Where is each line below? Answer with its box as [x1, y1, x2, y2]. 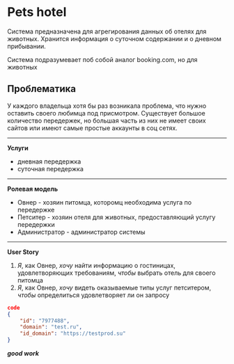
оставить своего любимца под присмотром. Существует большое [7, 109, 205, 117]
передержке [17, 205, 55, 214]
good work [7, 349, 40, 357]
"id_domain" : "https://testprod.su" [19, 330, 127, 338]
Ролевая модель [7, 184, 58, 193]
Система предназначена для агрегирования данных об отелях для [7, 27, 207, 35]
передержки [17, 220, 55, 228]
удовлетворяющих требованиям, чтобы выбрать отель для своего [17, 269, 216, 277]
